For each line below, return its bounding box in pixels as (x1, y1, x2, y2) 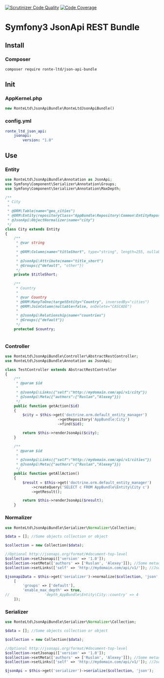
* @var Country (16, 295, 47, 300)
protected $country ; (14, 326, 56, 332)
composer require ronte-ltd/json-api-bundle (5, 66, 97, 72)
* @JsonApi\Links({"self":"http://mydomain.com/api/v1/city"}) (16, 390, 147, 395)
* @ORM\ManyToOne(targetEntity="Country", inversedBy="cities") (16, 299, 150, 304)
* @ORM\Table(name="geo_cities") (7, 209, 76, 213)
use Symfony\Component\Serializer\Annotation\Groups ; (5, 181, 117, 187)
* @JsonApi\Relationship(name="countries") (16, 313, 106, 318)
